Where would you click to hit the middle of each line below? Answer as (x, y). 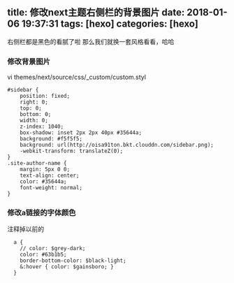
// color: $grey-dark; (53, 249)
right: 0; (34, 102)
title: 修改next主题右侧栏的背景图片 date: (96, 13)
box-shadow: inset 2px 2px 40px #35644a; (81, 133)
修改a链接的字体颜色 (42, 213)
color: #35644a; (44, 182)
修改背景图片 (29, 61)
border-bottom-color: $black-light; (73, 261)
